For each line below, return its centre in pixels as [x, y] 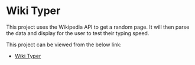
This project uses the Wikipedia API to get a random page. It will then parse [98, 27]
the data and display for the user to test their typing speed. [78, 33]
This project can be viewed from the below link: [64, 45]
